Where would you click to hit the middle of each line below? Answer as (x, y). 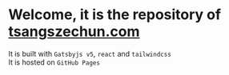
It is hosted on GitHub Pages (54, 62)
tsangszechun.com (74, 32)
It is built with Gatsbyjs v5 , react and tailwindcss (90, 53)
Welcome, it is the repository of (115, 15)
